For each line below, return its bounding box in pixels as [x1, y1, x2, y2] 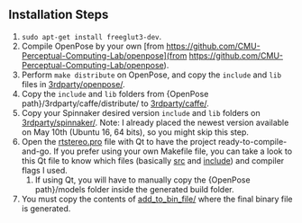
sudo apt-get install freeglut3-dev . [21, 31, 162, 41]
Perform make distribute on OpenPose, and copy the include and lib [21, 69, 281, 80]
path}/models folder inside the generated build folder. [34, 183, 235, 194]
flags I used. [21, 165, 69, 175]
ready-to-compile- [218, 136, 288, 147]
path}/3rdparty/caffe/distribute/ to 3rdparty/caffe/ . [21, 98, 209, 109]
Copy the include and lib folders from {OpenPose [21, 88, 209, 99]
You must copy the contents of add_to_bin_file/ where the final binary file [21, 193, 293, 204]
